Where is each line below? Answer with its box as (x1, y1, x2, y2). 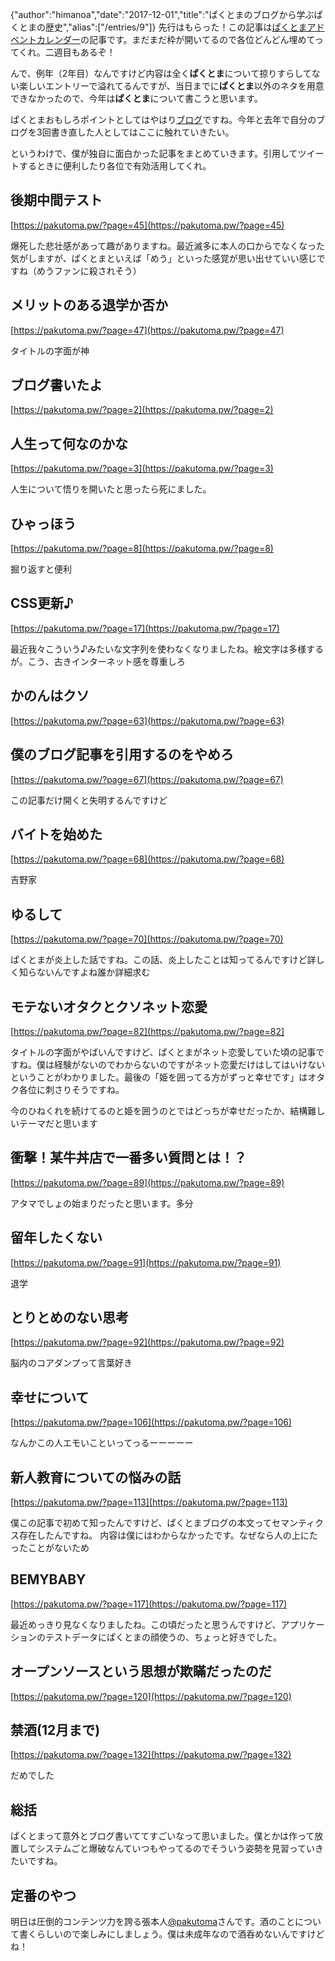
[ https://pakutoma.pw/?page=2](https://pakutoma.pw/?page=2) (10, 404, 274, 416)
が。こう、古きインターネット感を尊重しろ (10, 655, 186, 667)
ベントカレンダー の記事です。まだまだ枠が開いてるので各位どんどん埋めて (10, 34, 315, 45)
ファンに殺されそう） (53, 264, 142, 277)
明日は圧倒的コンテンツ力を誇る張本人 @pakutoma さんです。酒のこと (10, 1916, 295, 1928)
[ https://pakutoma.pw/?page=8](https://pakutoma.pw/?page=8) (10, 543, 274, 555)
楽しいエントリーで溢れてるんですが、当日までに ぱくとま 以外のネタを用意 (18, 80, 325, 92)
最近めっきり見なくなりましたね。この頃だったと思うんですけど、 (10, 1618, 282, 1630)
